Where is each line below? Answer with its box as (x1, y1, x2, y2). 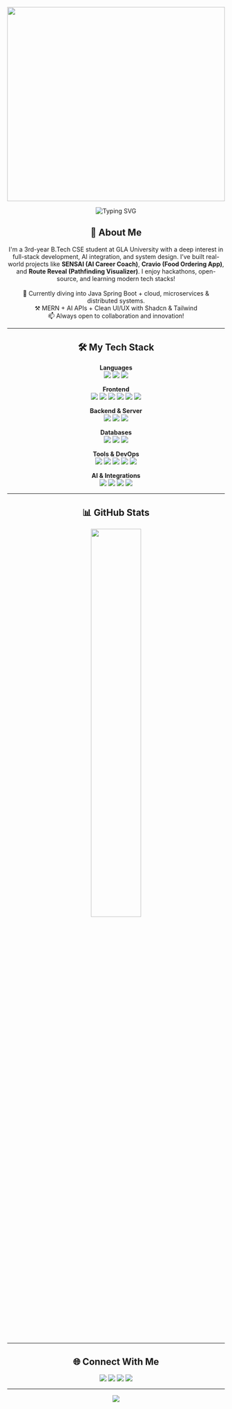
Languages (99, 363, 133, 372)
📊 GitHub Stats (82, 507, 150, 519)
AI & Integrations (91, 471, 141, 479)
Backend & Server (89, 406, 143, 414)
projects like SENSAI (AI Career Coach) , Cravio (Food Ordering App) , (25, 260, 224, 268)
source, (56, 274, 79, 282)
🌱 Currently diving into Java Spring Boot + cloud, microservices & (23, 289, 209, 297)
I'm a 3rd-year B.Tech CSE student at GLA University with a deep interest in (8, 245, 224, 253)
